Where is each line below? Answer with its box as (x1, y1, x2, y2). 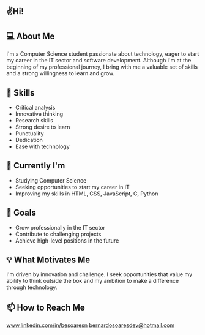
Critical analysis (15, 104, 56, 111)
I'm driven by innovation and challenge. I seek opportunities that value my (6, 271, 193, 278)
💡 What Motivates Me (6, 255, 91, 265)
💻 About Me (6, 31, 55, 41)
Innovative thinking (15, 110, 63, 118)
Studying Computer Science (15, 176, 87, 184)
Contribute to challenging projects (15, 230, 102, 238)
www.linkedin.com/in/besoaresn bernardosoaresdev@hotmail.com (6, 322, 175, 329)
